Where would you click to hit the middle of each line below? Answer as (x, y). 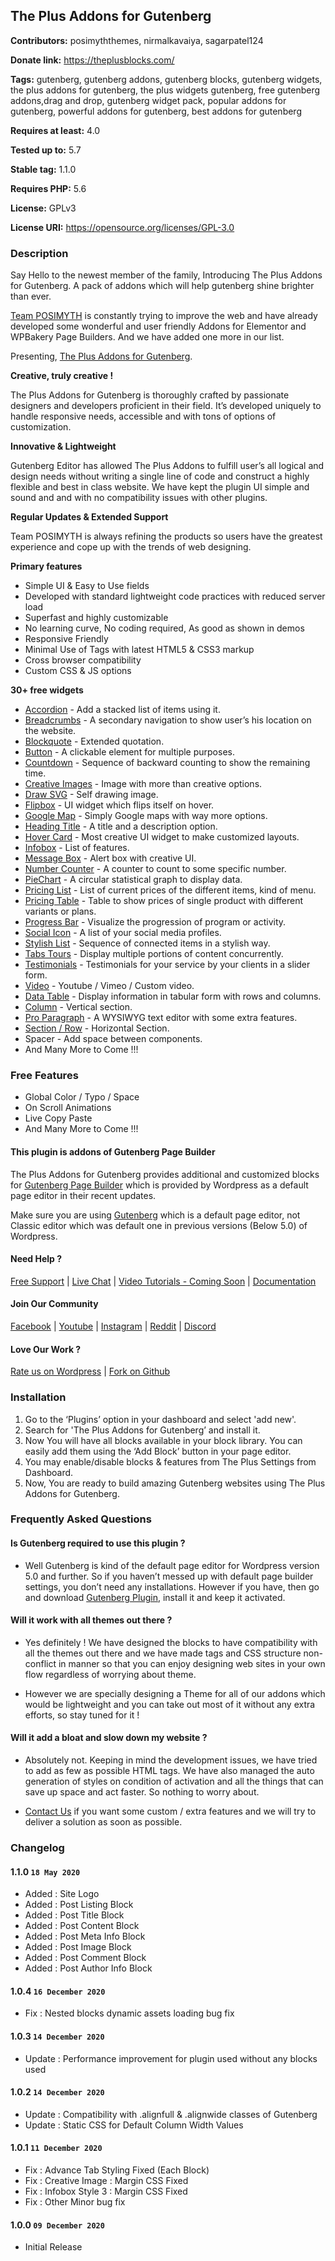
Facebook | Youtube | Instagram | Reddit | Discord (113, 1326)
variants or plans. (60, 911)
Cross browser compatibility (83, 660)
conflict (40, 1663)
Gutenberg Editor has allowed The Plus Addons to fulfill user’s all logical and (167, 466)
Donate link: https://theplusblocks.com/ (92, 60)
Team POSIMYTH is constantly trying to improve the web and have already (164, 316)
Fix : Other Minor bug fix (75, 2201)
